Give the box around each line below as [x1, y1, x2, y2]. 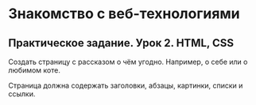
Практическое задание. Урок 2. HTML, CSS [8, 36, 235, 50]
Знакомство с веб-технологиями [8, 5, 240, 23]
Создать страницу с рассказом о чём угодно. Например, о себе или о [8, 57, 248, 66]
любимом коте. [8, 66, 61, 75]
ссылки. [8, 89, 36, 99]
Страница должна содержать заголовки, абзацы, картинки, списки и [8, 81, 243, 90]
